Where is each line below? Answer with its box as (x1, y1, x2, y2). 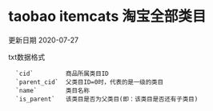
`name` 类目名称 (15, 86, 90, 94)
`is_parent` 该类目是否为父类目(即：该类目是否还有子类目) (15, 95, 199, 103)
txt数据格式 (8, 52, 46, 61)
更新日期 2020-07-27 (8, 35, 79, 45)
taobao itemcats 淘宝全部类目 (8, 7, 207, 26)
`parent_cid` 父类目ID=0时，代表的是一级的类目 (15, 77, 164, 86)
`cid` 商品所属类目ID (15, 69, 110, 77)
